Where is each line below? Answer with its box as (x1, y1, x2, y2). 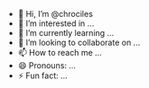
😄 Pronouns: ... (17, 60, 77, 71)
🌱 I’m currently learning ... (17, 28, 115, 38)
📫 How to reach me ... (17, 48, 102, 57)
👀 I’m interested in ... (17, 18, 95, 29)
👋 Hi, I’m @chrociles (17, 9, 93, 19)
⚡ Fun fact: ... (17, 70, 68, 81)
